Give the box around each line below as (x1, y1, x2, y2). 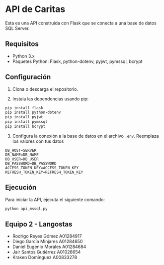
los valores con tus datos (12, 138, 64, 144)
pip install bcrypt (5, 124, 46, 129)
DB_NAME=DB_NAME (5, 152, 39, 157)
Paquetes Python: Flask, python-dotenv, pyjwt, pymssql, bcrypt (12, 58, 143, 64)
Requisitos (5, 40, 39, 48)
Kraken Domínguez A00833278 (12, 255, 78, 261)
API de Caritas (5, 3, 66, 15)
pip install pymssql (5, 119, 48, 124)
